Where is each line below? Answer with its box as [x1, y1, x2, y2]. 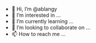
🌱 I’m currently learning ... [11, 18, 74, 24]
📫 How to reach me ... [11, 31, 66, 37]
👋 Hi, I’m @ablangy [11, 6, 57, 12]
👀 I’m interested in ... [11, 12, 61, 19]
